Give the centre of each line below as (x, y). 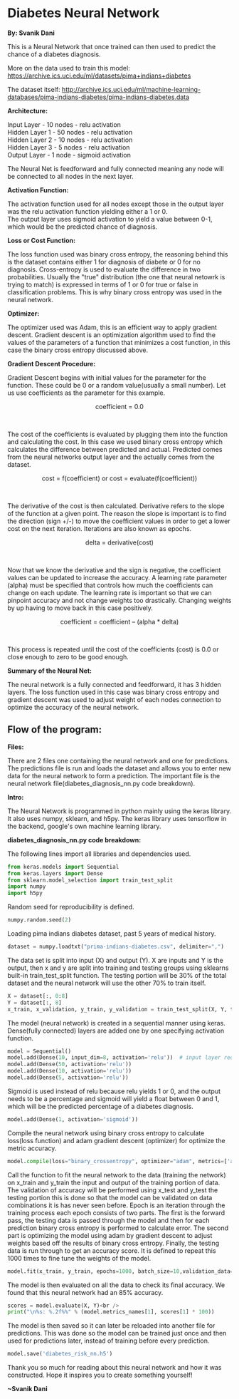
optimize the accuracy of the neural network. (73, 707)
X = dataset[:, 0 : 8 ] (38, 996)
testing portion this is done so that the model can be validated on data (110, 1197)
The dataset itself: (34, 89)
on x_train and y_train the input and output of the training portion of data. (114, 1182)
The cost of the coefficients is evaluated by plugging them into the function (118, 434)
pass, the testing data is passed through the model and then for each (108, 1220)
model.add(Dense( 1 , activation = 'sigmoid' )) (73, 1119)
